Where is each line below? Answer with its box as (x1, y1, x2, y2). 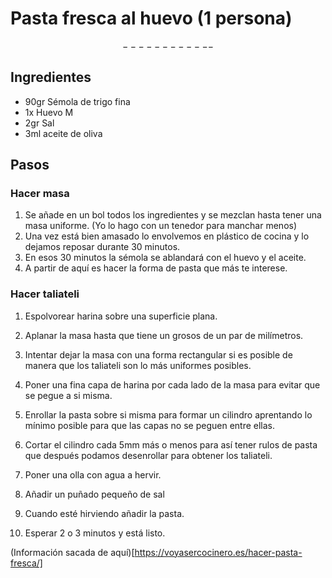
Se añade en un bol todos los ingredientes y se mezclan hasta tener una (24, 209, 322, 221)
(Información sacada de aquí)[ (10, 546, 135, 558)
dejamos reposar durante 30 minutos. (24, 241, 181, 253)
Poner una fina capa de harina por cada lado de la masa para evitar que (24, 378, 321, 391)
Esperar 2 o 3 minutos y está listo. (24, 527, 166, 539)
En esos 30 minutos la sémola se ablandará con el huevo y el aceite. (24, 252, 307, 264)
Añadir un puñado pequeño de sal (24, 488, 165, 500)
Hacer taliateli (10, 287, 80, 301)
